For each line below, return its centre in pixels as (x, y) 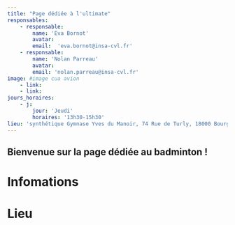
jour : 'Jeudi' (53, 111)
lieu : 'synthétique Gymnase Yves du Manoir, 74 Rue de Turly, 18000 (109, 124)
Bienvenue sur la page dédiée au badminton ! (107, 152)
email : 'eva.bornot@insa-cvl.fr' (83, 46)
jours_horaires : (31, 98)
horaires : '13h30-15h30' (69, 117)
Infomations (43, 182)
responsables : (28, 20)
